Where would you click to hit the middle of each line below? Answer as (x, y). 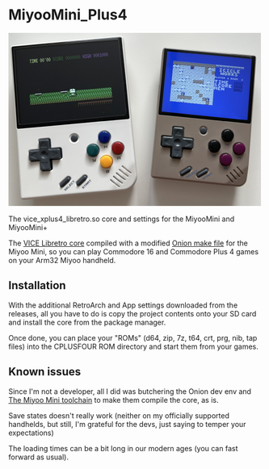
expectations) (31, 433)
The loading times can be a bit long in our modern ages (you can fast (123, 448)
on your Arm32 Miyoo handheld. (62, 260)
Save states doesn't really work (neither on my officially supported (119, 415)
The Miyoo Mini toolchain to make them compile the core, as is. (114, 400)
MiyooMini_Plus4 (68, 15)
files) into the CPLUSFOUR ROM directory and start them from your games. (133, 346)
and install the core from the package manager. (87, 322)
